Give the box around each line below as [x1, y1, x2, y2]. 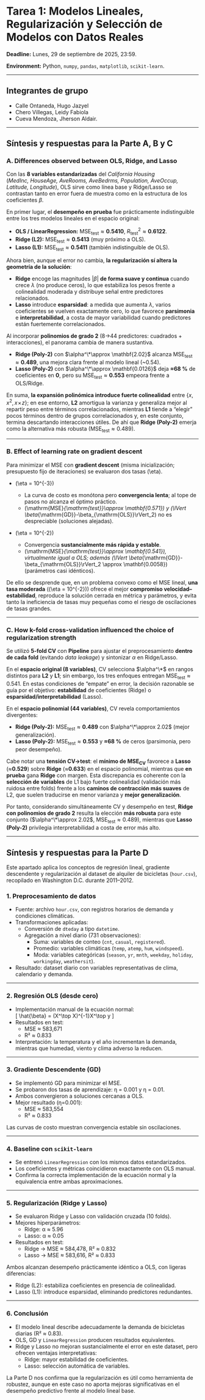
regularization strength [6, 633, 76, 642]
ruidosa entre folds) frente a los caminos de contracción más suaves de [6, 785, 190, 792]
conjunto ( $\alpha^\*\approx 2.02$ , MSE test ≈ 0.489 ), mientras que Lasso [6, 816, 192, 825]
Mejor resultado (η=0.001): [15, 1098, 82, 1106]
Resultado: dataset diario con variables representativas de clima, [15, 964, 178, 972]
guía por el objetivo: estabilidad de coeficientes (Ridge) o [6, 686, 151, 694]
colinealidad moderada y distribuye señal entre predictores [15, 288, 164, 296]
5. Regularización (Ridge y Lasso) [6, 1199, 107, 1208]
